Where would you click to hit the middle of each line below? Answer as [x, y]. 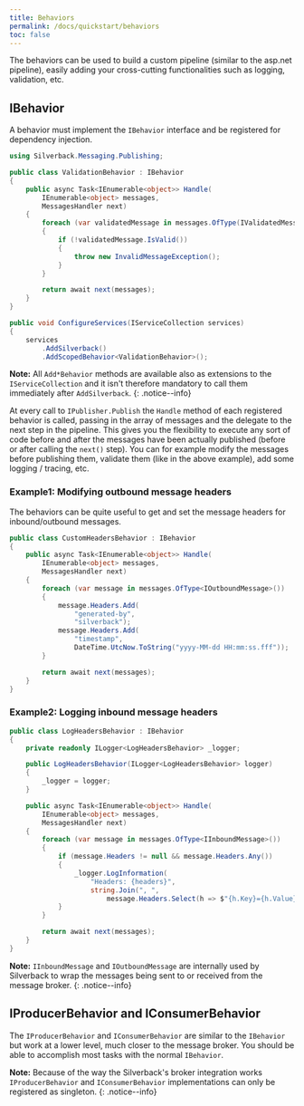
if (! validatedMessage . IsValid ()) [123, 240]
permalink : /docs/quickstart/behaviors [85, 26]
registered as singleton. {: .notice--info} [83, 1092]
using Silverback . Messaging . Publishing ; [87, 156]
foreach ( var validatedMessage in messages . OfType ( [142, 223]
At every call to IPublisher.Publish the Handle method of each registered [146, 411]
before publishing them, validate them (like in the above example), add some [152, 459]
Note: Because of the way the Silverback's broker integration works [136, 1072]
